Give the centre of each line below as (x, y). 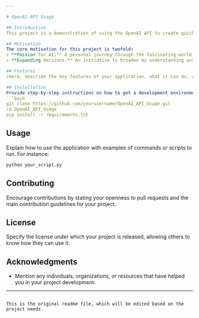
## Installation (26, 87)
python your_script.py (34, 165)
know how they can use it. (38, 243)
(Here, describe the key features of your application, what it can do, (98, 77)
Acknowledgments (42, 262)
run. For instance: (28, 154)
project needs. (25, 309)
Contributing (30, 184)
